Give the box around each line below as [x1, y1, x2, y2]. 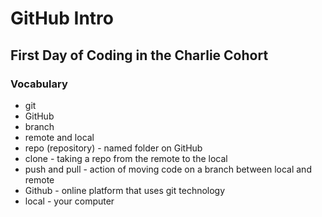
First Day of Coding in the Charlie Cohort [10, 47, 269, 64]
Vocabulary [10, 77, 68, 91]
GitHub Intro [10, 7, 114, 30]
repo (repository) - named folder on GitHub [24, 142, 203, 154]
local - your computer [24, 195, 115, 207]
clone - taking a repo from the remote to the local [24, 152, 228, 164]
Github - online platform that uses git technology [24, 184, 226, 196]
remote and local [24, 131, 95, 143]
